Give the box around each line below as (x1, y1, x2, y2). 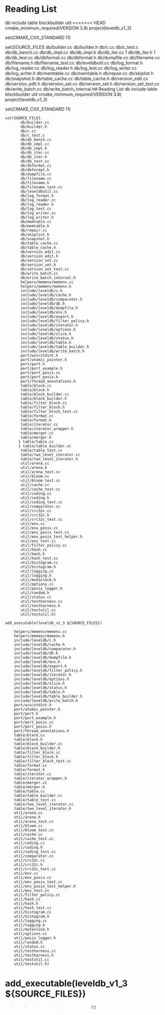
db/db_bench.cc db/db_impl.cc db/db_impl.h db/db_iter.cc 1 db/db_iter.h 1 (5, 49, 156, 55)
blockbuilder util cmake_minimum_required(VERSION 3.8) (5, 91, 122, 97)
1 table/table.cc (18, 439, 54, 444)
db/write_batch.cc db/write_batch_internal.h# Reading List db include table (5, 86, 158, 92)
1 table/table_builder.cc (18, 443, 71, 448)
